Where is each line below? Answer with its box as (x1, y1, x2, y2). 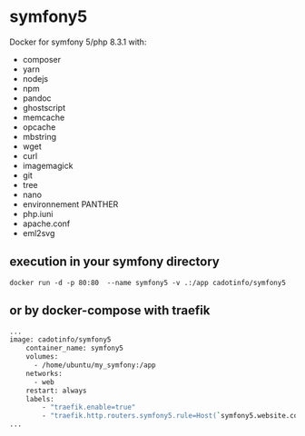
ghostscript (22, 102, 66, 113)
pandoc (22, 93, 52, 104)
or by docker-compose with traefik (9, 302, 211, 319)
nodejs (22, 73, 48, 84)
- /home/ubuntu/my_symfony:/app (33, 361, 156, 370)
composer (22, 54, 62, 64)
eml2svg (22, 227, 55, 238)
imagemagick (22, 160, 74, 171)
